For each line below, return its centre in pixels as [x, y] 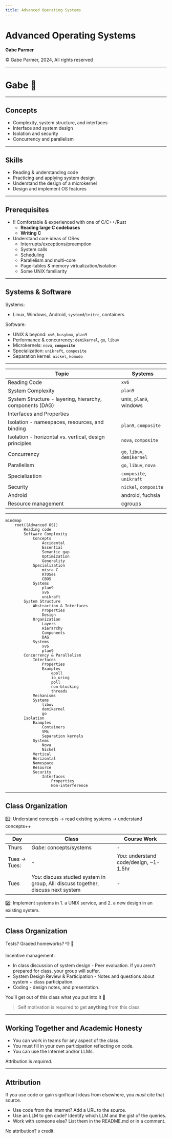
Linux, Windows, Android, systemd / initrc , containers [68, 314]
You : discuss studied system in [69, 877]
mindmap [14, 520]
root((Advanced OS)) [36, 525]
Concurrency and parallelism [43, 139]
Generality [53, 561]
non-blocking [65, 687]
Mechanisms [44, 696]
